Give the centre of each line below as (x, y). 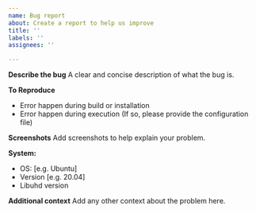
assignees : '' (32, 45)
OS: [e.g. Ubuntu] (48, 168)
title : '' (25, 30)
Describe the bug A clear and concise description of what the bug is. (121, 75)
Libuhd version (44, 186)
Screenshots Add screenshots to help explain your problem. (107, 138)
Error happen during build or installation (85, 106)
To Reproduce (32, 90)
